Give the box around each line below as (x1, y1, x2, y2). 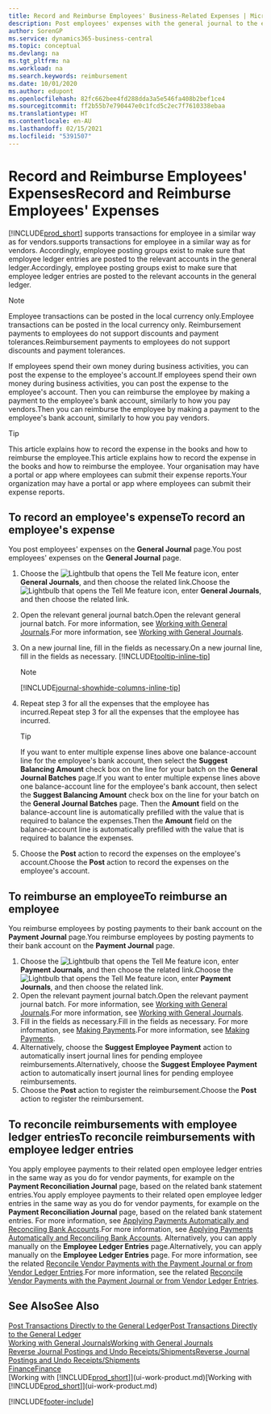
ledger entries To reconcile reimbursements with (8, 1130, 256, 1144)
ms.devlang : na (8, 49, 60, 57)
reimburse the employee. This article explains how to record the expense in (8, 452, 256, 462)
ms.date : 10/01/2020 (8, 79, 78, 87)
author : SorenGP (8, 27, 63, 35)
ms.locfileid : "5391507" (8, 132, 92, 140)
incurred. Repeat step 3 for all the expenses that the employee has (19, 707, 240, 717)
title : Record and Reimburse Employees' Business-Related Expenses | (8, 11, 248, 20)
